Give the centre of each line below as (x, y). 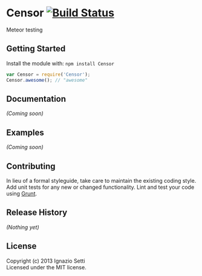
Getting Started (36, 49)
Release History (37, 213)
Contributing (31, 166)
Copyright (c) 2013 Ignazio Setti (46, 261)
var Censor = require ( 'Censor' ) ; (48, 74)
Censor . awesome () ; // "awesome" (47, 80)
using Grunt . (22, 193)
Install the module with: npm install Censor (60, 63)
